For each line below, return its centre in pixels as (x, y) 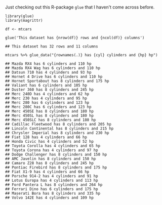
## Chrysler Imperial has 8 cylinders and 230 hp (57, 133)
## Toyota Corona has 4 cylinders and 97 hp (52, 150)
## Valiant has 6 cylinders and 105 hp (46, 85)
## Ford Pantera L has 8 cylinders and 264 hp (54, 185)
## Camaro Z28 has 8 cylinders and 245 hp (49, 163)
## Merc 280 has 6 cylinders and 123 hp (47, 103)
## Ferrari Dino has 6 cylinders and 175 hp (52, 189)
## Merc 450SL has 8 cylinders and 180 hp (49, 116)
